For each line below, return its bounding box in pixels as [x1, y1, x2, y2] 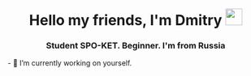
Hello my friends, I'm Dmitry [28, 11, 223, 30]
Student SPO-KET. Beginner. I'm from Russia [45, 40, 226, 52]
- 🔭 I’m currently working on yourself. [7, 58, 132, 68]
